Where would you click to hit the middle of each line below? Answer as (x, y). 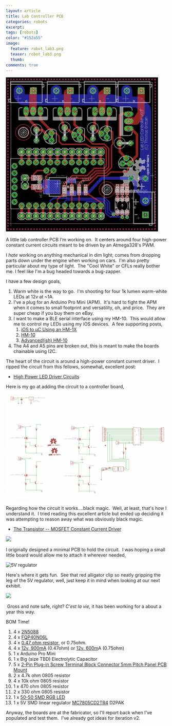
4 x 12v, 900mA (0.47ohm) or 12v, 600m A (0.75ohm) (69, 648)
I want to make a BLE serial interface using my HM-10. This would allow (89, 319)
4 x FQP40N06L (31, 637)
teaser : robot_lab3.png (36, 54)
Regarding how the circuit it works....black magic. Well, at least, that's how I (86, 508)
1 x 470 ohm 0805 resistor (41, 686)
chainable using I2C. (35, 351)
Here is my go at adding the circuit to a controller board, (65, 387)
